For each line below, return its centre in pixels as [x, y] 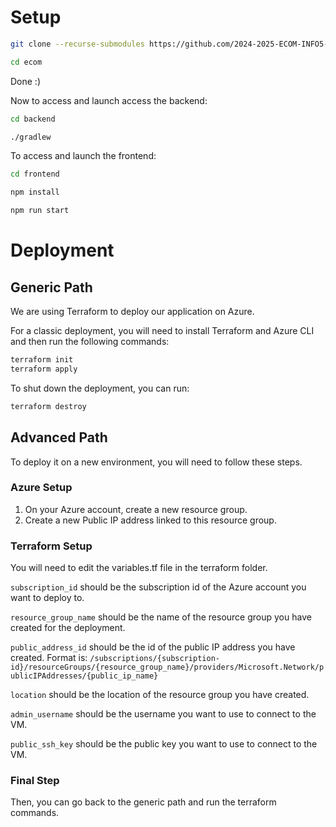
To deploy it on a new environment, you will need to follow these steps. [156, 462]
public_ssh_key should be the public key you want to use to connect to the [164, 744]
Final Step [35, 781]
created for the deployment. [68, 628]
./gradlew [31, 137]
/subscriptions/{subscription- [154, 659]
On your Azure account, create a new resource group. [136, 509]
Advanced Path [59, 437]
